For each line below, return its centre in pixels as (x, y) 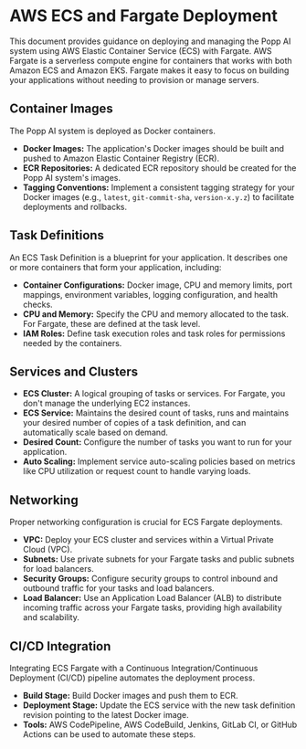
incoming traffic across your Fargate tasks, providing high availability (153, 607)
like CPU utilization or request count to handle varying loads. (137, 471)
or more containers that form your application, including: (116, 267)
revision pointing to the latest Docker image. (106, 715)
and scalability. (51, 617)
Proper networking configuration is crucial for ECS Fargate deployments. (146, 522)
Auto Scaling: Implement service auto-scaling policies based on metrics (159, 461)
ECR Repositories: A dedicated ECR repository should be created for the (159, 168)
